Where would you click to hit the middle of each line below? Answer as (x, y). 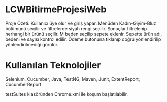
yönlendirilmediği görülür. (32, 44)
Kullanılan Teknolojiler (53, 65)
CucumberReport (23, 84)
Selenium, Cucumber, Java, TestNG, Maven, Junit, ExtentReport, (73, 79)
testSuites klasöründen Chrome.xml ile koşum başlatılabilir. (67, 94)
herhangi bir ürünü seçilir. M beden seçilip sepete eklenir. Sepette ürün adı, (84, 34)
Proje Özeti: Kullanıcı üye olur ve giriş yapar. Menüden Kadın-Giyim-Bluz (81, 23)
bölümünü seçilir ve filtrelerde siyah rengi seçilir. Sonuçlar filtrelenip (76, 28)
